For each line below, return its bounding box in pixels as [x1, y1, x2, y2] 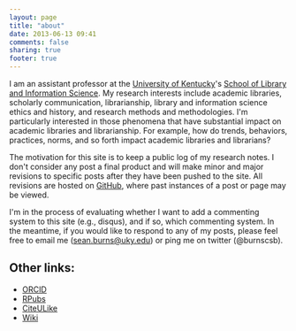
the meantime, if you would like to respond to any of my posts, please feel [9, 226, 278, 235]
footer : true [9, 54, 57, 63]
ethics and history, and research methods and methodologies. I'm [9, 107, 249, 117]
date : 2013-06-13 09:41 [9, 29, 97, 38]
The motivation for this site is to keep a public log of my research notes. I [9, 152, 275, 162]
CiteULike [21, 303, 58, 313]
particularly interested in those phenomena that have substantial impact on [9, 116, 282, 127]
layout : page [9, 12, 57, 22]
